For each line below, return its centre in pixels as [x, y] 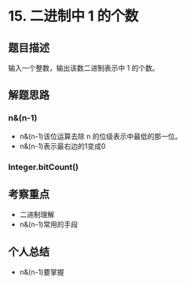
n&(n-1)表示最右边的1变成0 [62, 146]
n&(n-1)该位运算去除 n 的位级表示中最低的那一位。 [100, 136]
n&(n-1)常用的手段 [49, 224]
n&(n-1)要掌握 [42, 272]
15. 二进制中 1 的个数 [73, 16]
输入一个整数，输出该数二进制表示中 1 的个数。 [84, 68]
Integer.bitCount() [44, 167]
